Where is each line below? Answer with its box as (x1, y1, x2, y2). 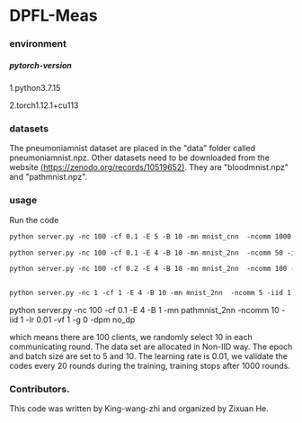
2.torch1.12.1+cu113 (9, 100, 79, 111)
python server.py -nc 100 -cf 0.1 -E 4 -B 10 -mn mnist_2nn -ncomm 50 (9, 248, 283, 257)
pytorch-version (9, 59, 72, 70)
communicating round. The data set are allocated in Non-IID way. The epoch (9, 341, 293, 352)
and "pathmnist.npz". (9, 172, 88, 183)
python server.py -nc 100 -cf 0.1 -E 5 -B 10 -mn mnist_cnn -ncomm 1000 (9, 231, 292, 241)
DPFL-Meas (9, 5, 98, 26)
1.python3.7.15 (9, 83, 61, 94)
